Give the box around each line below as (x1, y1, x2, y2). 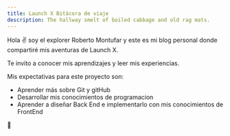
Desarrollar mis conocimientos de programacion (16, 93, 154, 101)
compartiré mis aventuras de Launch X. (7, 45, 119, 54)
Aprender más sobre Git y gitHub (16, 85, 111, 93)
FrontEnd (16, 107, 43, 115)
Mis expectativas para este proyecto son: (7, 72, 124, 80)
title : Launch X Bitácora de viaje (7, 10, 109, 17)
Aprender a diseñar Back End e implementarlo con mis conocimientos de (16, 100, 224, 109)
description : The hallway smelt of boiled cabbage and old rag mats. (7, 16, 211, 23)
